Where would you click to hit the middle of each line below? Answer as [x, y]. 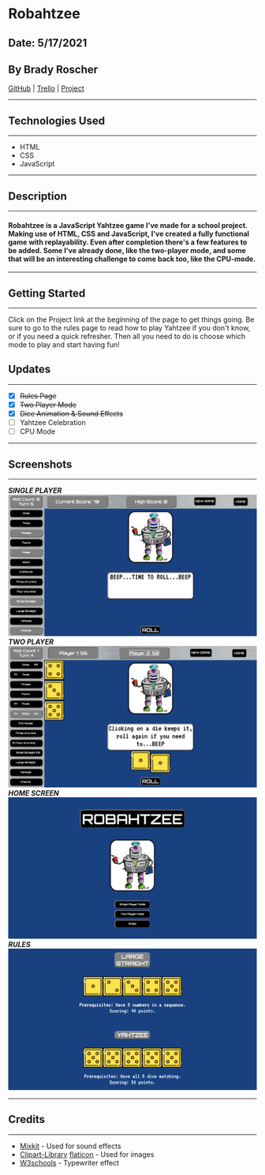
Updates [30, 369]
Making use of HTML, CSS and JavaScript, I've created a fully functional [129, 233]
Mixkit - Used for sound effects [70, 1146]
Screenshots [40, 464]
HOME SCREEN [34, 793]
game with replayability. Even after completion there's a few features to [128, 242]
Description [37, 196]
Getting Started [47, 293]
